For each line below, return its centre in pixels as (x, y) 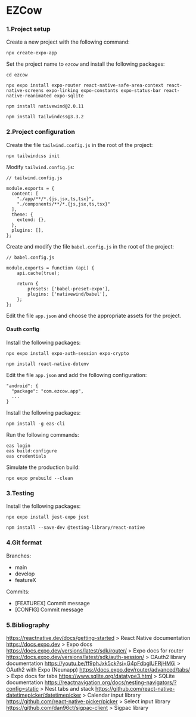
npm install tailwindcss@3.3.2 (45, 117)
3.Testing (20, 493)
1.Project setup (28, 29)
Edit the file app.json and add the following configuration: (77, 375)
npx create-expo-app (32, 53)
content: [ (25, 194)
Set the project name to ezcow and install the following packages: (85, 64)
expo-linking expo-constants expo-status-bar (104, 91)
